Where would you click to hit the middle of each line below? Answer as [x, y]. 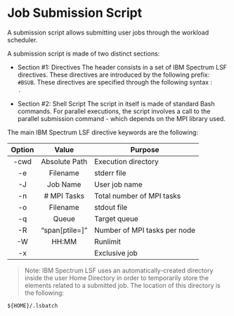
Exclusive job [116, 253]
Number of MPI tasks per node [145, 230]
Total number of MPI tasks [138, 196]
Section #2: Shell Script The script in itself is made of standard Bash [116, 103]
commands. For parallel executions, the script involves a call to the [114, 111]
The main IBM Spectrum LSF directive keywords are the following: [103, 132]
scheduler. [22, 39]
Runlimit [108, 241]
